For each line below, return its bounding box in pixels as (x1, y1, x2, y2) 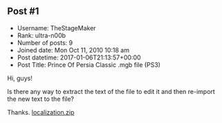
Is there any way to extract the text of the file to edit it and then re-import (7, 87, 216, 95)
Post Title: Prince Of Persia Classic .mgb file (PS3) (17, 60, 161, 68)
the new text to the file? (7, 95, 75, 103)
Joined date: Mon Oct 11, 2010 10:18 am (17, 46, 130, 54)
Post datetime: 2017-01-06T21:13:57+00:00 (17, 53, 141, 61)
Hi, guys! (7, 74, 33, 82)
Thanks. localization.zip (7, 108, 75, 116)
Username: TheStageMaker (17, 23, 96, 32)
